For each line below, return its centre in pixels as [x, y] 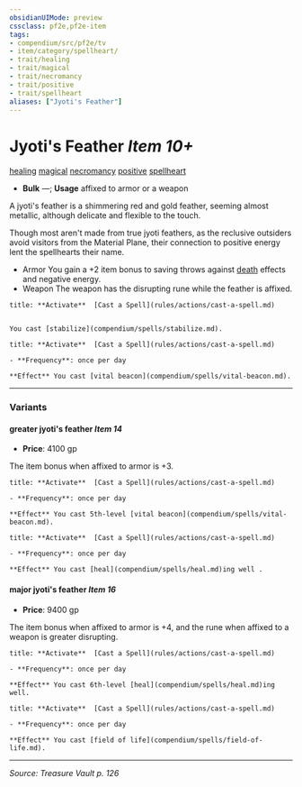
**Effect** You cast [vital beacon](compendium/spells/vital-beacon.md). [151, 376]
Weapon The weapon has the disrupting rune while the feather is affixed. [157, 288]
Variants [28, 407]
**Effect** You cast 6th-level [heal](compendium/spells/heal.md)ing [142, 685]
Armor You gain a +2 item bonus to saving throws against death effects [154, 270]
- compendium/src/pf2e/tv [58, 43]
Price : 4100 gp [50, 449]
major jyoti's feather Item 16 [63, 590]
